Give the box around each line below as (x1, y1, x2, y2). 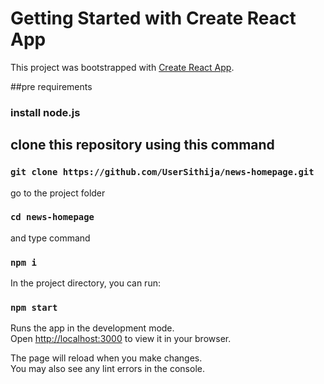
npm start (10, 302, 58, 314)
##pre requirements (10, 80, 93, 92)
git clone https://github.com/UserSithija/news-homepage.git (10, 167, 315, 178)
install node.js (10, 105, 81, 119)
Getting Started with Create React (10, 7, 297, 30)
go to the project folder (10, 187, 106, 199)
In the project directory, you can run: (10, 277, 161, 289)
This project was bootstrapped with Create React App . (10, 61, 235, 73)
